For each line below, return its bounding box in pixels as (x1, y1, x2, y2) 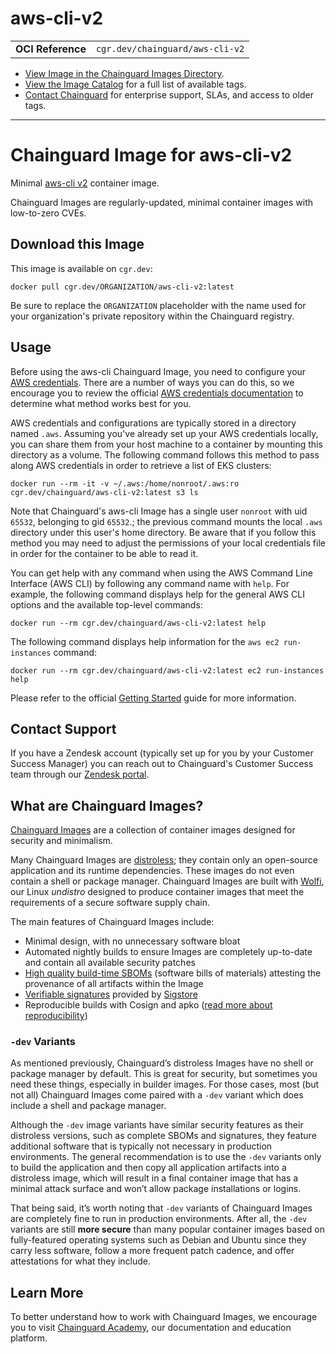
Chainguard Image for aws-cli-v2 (10, 144, 293, 167)
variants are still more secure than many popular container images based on (10, 1223, 325, 1236)
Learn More (10, 1284, 84, 1301)
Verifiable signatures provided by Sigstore (24, 988, 198, 1001)
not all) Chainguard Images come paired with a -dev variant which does (10, 1089, 304, 1101)
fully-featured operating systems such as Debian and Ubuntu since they (10, 1234, 307, 1246)
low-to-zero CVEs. (10, 207, 87, 219)
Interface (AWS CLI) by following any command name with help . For (10, 577, 290, 589)
